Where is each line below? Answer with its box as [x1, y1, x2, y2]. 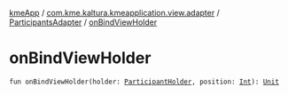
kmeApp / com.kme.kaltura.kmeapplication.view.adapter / [9, 8, 220, 18]
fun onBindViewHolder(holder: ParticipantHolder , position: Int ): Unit [9, 77, 279, 86]
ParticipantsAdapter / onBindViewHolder [9, 17, 158, 28]
